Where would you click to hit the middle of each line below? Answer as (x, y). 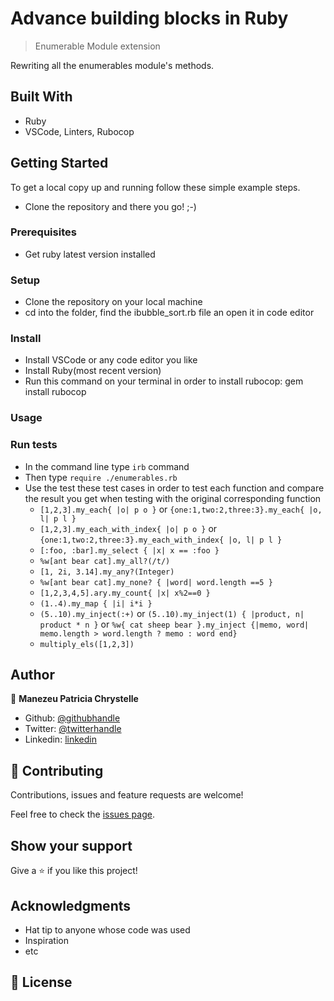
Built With (41, 97)
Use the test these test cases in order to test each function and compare (174, 488)
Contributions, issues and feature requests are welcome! (127, 795)
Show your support (71, 845)
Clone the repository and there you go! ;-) (110, 206)
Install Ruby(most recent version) (93, 371)
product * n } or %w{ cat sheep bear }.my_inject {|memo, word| (174, 624)
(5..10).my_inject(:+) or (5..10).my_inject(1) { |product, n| (172, 613)
